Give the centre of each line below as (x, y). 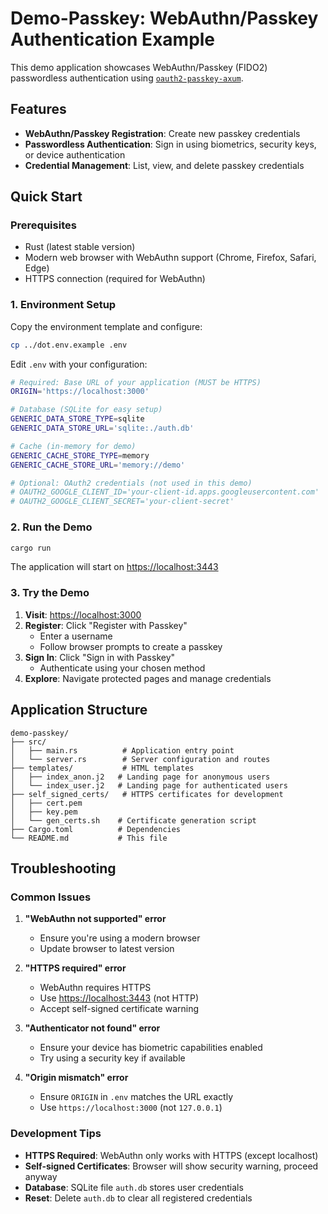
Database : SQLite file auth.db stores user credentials (134, 1187)
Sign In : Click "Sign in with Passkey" (100, 657)
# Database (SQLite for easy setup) (86, 410)
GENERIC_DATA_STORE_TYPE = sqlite (77, 419)
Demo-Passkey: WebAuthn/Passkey (164, 18)
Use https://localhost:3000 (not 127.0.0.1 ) (131, 1108)
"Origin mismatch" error (76, 1078)
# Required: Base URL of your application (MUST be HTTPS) (136, 382)
